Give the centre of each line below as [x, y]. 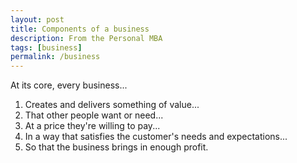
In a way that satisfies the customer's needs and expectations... [156, 137]
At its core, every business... [69, 85]
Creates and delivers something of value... [112, 105]
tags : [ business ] [46, 47]
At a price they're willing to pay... [92, 126]
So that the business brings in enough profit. [116, 147]
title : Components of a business [80, 29]
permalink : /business [55, 57]
